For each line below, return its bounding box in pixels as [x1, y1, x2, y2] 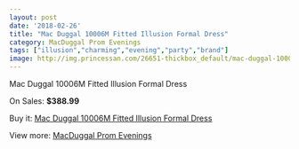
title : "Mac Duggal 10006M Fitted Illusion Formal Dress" [9, 29, 229, 38]
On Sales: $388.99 [9, 96, 80, 106]
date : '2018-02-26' [9, 21, 82, 30]
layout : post [9, 12, 58, 22]
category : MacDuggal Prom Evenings [9, 37, 141, 47]
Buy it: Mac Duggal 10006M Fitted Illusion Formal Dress [9, 113, 213, 123]
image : [9, 54, 34, 63]
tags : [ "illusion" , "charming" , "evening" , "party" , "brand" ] [9, 46, 229, 55]
